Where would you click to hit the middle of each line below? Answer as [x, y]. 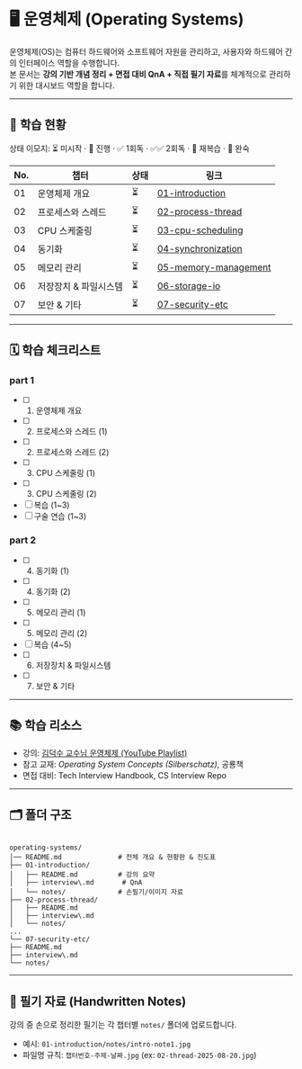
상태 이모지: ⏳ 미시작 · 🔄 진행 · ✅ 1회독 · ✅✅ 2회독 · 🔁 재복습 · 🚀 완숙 [129, 148]
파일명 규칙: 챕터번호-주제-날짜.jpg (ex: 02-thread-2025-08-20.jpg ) [139, 1056]
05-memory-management [214, 267]
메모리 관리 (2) [62, 633]
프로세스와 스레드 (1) [71, 431]
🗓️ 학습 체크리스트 [55, 350]
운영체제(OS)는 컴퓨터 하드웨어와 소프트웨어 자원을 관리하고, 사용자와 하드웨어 [146, 51]
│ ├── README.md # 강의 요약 [82, 875]
